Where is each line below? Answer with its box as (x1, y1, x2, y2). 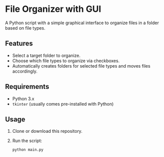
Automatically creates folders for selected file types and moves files (12, 63, 151, 69)
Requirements (5, 82, 49, 91)
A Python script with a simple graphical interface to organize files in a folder (5, 20, 159, 26)
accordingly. (12, 68, 38, 74)
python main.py (12, 147, 44, 153)
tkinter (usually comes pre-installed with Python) (12, 101, 114, 107)
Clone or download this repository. (12, 128, 83, 134)
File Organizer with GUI (5, 3, 101, 15)
